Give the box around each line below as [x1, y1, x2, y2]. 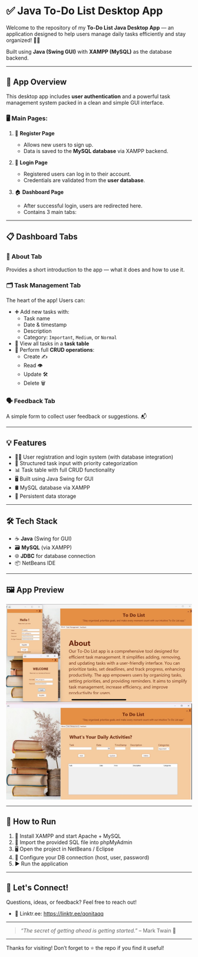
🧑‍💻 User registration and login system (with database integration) [14, 453, 174, 460]
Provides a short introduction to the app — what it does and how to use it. [6, 266, 185, 273]
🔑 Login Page [14, 159, 48, 166]
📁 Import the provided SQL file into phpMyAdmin [14, 838, 133, 846]
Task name [23, 315, 51, 322]
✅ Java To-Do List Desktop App [6, 4, 163, 18]
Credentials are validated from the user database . [23, 177, 146, 184]
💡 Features [6, 437, 47, 447]
